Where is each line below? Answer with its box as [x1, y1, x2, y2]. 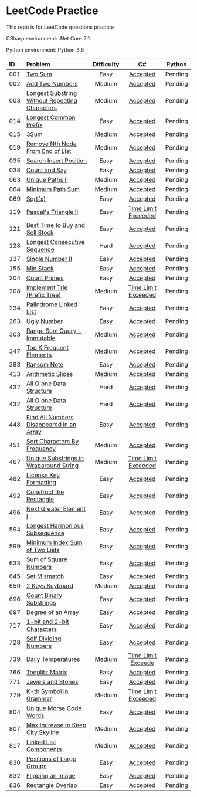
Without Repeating [26, 96, 78, 104]
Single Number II [26, 255, 72, 263]
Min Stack [26, 264, 54, 272]
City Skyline [26, 728, 60, 737]
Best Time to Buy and [26, 221, 86, 229]
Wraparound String [26, 462, 79, 470]
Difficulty [93, 60, 120, 68]
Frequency [26, 445, 56, 453]
